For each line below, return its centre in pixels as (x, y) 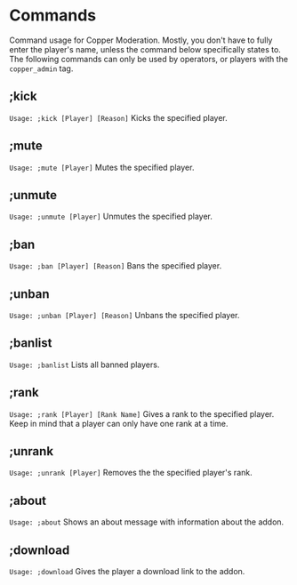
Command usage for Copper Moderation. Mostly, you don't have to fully (141, 40)
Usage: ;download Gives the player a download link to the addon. (127, 572)
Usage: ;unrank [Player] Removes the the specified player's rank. (131, 473)
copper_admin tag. (41, 68)
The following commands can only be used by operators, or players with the (149, 59)
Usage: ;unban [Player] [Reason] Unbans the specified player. (124, 315)
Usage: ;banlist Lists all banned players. (84, 365)
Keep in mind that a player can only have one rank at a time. (119, 423)
